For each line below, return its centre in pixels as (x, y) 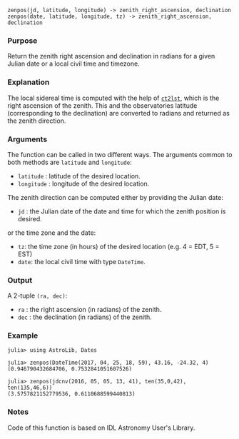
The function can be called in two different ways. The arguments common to (120, 154)
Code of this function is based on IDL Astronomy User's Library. (101, 428)
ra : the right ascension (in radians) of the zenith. (90, 310)
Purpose (22, 41)
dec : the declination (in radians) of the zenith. (85, 317)
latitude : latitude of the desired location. (79, 176)
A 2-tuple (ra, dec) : (37, 296)
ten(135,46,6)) (30, 388)
